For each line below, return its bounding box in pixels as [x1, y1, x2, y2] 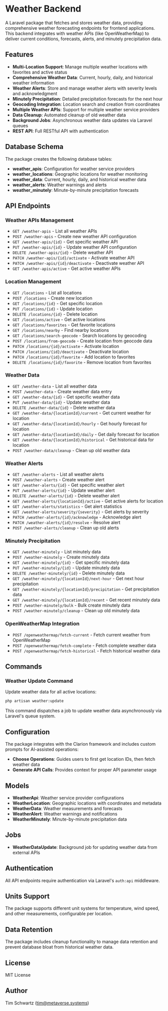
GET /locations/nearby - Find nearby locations [12, 327, 109, 333]
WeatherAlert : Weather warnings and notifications [12, 811, 118, 817]
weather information [12, 80, 55, 86]
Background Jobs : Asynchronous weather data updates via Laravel [12, 117, 152, 123]
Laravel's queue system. [5, 713, 56, 719]
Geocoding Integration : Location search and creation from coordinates [12, 101, 160, 107]
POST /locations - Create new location [12, 295, 93, 301]
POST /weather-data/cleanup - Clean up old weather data [12, 447, 130, 453]
